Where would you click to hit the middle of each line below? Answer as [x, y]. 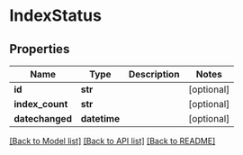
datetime [100, 119]
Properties [40, 49]
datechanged [43, 119]
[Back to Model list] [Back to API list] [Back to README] [112, 141]
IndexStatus [55, 16]
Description [154, 74]
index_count [41, 104]
